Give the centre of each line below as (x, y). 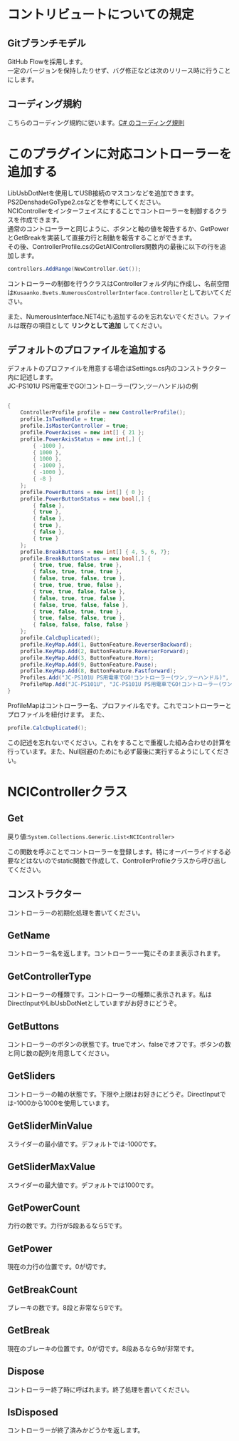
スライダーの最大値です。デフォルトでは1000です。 (83, 1185)
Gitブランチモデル (47, 43)
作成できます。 (41, 220)
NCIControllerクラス (68, 791)
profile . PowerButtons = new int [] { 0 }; (82, 492)
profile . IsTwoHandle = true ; (63, 419)
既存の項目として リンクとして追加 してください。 (93, 325)
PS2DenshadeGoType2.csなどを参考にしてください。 (86, 202)
